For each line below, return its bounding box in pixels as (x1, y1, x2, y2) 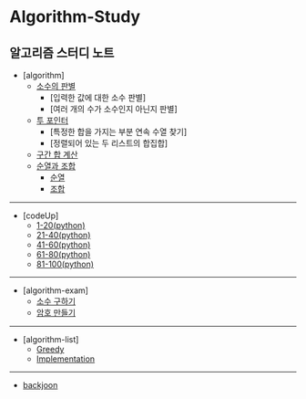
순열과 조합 (36, 161, 76, 171)
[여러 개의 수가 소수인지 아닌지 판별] (49, 103, 178, 114)
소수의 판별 (36, 80, 76, 91)
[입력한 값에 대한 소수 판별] (49, 92, 147, 102)
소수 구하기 (36, 296, 76, 307)
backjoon (22, 380, 58, 390)
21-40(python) (36, 230, 91, 240)
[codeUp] (22, 210, 59, 221)
